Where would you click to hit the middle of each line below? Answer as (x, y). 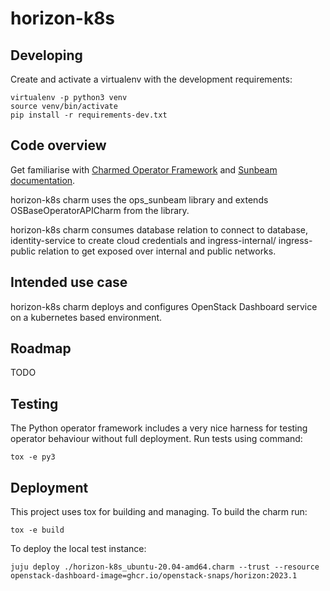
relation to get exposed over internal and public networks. (157, 251)
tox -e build (37, 530)
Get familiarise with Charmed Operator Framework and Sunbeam (144, 169)
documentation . (43, 180)
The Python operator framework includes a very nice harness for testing (159, 428)
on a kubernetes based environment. (86, 317)
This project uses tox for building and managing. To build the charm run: (159, 512)
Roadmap (41, 348)
